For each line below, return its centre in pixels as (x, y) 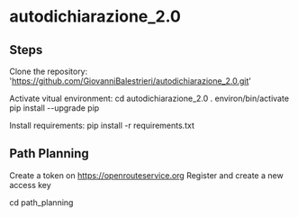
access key (30, 185)
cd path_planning (41, 202)
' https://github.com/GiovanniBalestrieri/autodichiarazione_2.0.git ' (131, 81)
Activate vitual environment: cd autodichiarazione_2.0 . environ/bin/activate (149, 98)
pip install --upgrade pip (54, 108)
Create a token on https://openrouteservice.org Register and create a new (146, 175)
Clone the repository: (49, 71)
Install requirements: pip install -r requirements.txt (102, 125)
